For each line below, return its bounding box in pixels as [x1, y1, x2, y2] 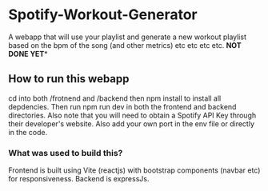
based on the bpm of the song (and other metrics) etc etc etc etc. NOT [8, 40, 242, 50]
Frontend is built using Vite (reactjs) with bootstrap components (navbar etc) [8, 165, 261, 175]
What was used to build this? [8, 147, 123, 158]
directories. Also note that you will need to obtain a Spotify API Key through [8, 110, 257, 120]
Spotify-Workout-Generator [8, 6, 198, 24]
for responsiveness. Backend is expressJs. [8, 174, 150, 184]
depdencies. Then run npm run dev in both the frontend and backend [8, 101, 237, 111]
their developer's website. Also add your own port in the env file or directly [8, 118, 254, 129]
